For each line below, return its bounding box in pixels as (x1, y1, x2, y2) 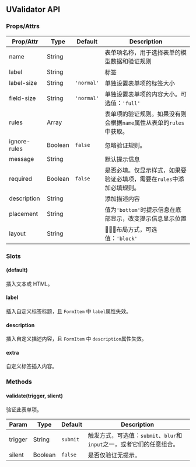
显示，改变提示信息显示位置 (110, 214, 187, 222)
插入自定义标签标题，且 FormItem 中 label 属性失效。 (6, 308, 131, 315)
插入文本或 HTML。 (6, 280, 53, 287)
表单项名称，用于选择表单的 (104, 48, 181, 56)
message (9, 154, 34, 163)
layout (9, 229, 26, 238)
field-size (9, 94, 36, 102)
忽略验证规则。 (104, 141, 146, 149)
